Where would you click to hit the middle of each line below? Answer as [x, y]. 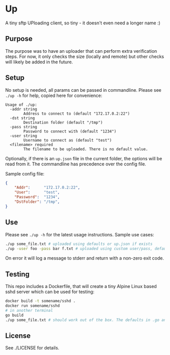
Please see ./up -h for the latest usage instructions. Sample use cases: [80, 234]
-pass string [24, 127]
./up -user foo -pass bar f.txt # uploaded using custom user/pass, [79, 248]
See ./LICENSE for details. [32, 348]
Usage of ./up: [21, 104]
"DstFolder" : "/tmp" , [37, 202]
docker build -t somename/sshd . [40, 301]
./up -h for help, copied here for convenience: [54, 95]
